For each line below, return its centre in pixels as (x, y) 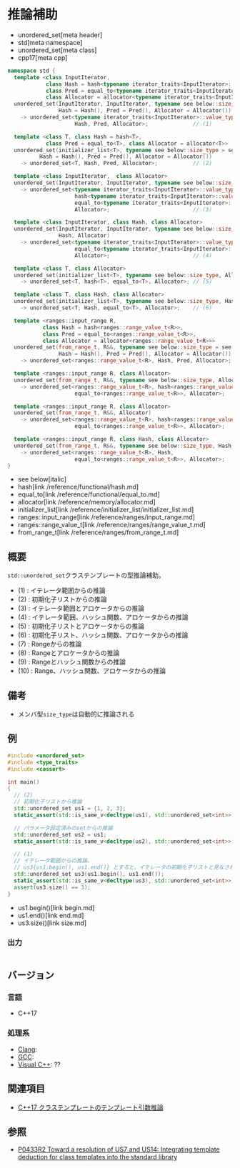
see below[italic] (42, 479)
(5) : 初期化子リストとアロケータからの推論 (81, 627)
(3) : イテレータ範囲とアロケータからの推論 (81, 609)
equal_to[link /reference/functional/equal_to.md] (89, 494)
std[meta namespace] (50, 42)
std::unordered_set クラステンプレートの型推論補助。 (86, 575)
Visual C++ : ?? (39, 1064)
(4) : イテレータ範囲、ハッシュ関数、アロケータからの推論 (103, 617)
